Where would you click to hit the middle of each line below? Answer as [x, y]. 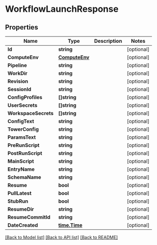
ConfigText [21, 121]
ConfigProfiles [25, 97]
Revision [18, 81]
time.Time [70, 225]
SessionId [19, 89]
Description [108, 41]
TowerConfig [23, 129]
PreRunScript [24, 145]
